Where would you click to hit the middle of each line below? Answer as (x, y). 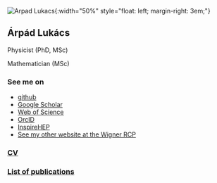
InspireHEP (34, 127)
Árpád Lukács (39, 33)
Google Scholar (40, 105)
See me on (26, 82)
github (27, 97)
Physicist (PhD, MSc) (38, 50)
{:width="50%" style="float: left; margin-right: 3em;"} (132, 11)
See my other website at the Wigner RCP (76, 134)
